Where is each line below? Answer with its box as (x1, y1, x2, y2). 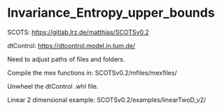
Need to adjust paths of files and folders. (7, 54, 125, 64)
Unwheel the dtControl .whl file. (7, 82, 99, 90)
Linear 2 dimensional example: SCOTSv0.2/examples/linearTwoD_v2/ (7, 96, 207, 104)
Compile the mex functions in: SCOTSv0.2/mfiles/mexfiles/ (7, 68, 177, 77)
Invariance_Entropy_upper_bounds (7, 5, 215, 21)
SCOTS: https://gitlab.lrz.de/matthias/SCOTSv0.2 (7, 28, 149, 36)
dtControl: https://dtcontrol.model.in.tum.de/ (7, 41, 135, 50)
